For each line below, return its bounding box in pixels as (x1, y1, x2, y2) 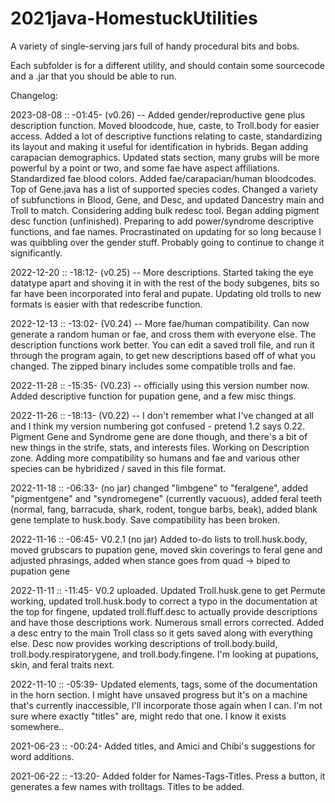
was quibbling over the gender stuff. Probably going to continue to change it (10, 236, 325, 248)
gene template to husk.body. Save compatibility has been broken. (10, 513, 280, 526)
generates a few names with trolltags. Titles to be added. (10, 780, 245, 792)
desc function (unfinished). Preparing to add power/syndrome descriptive (10, 215, 314, 227)
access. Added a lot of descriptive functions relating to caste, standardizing (10, 130, 323, 142)
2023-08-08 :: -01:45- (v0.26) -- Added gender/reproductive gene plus (10, 108, 306, 121)
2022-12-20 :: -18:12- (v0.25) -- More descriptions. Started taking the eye (10, 266, 314, 278)
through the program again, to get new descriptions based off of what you (10, 349, 316, 361)
